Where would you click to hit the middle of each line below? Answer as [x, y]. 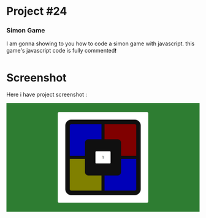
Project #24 [37, 11]
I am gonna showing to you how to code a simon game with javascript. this [101, 43]
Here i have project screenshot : [47, 95]
